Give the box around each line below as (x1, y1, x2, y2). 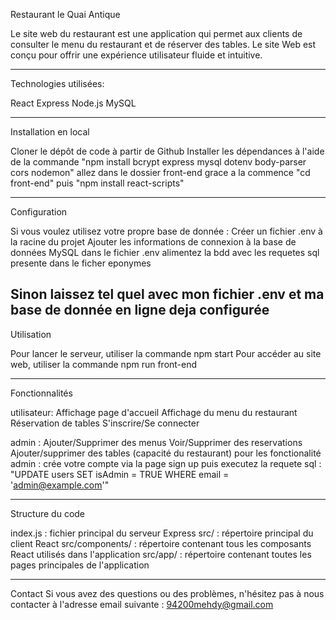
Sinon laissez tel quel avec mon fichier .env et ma (10, 286, 325, 303)
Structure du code (10, 507, 86, 519)
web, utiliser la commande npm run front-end (10, 358, 198, 370)
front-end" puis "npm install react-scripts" (10, 177, 185, 189)
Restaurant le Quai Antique (10, 9, 121, 20)
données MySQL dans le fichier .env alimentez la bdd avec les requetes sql (10, 247, 320, 258)
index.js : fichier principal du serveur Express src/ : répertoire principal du (10, 527, 314, 539)
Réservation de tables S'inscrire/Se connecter (10, 417, 200, 429)
